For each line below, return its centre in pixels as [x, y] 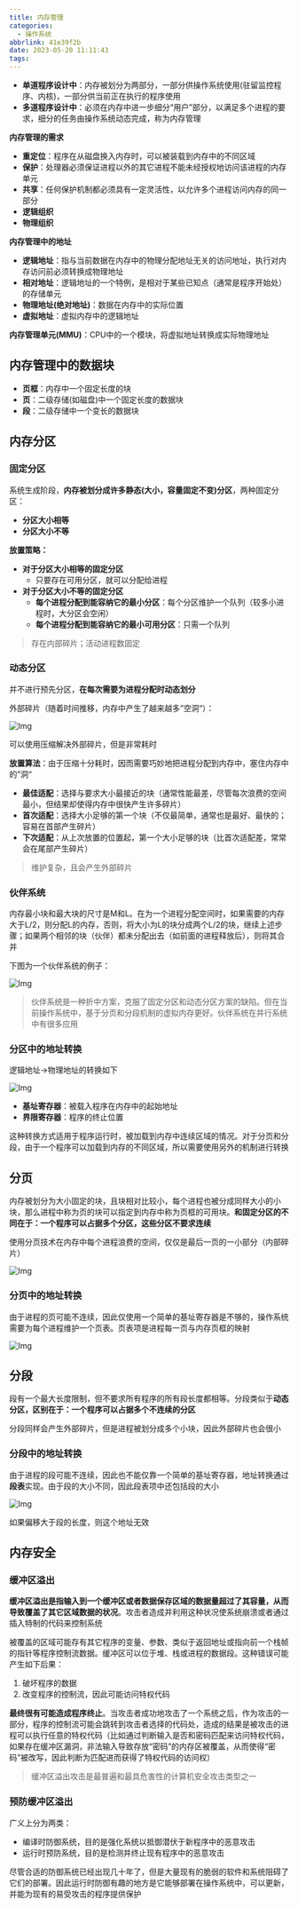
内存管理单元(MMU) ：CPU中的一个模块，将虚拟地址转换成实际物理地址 [139, 335]
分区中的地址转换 [46, 1049]
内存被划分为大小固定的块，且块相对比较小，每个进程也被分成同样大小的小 [145, 1201]
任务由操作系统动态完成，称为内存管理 [131, 118]
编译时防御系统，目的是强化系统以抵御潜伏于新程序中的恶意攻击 [138, 1841]
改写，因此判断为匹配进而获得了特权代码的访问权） [122, 1758]
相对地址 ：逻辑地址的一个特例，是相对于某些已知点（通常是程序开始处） [154, 282]
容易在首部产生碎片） [61, 826]
